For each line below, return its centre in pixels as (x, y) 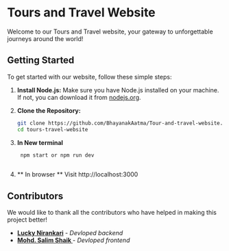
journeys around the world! (45, 38)
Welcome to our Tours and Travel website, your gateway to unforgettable (110, 31)
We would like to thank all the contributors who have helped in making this (112, 213)
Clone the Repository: (49, 110)
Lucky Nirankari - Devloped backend (70, 233)
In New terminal (40, 142)
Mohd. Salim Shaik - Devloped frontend (73, 240)
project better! (27, 220)
